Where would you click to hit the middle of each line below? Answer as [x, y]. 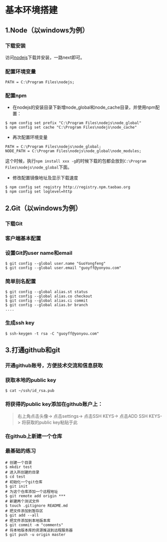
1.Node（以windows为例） [47, 30]
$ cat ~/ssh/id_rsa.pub [30, 391]
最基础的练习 [21, 451]
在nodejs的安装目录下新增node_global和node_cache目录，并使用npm [84, 107]
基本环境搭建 [32, 10]
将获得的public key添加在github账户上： [54, 404]
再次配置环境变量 [30, 137]
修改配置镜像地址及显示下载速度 [45, 178]
